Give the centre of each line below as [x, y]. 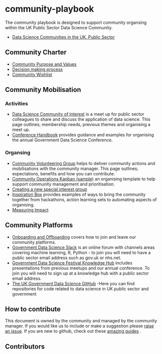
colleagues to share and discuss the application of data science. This [81, 119]
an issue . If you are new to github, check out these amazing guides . [73, 331]
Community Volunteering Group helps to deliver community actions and [83, 163]
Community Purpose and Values [44, 64]
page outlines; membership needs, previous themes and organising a [81, 125]
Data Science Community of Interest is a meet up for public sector [78, 114]
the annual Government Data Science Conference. [62, 140]
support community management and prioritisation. [63, 184]
